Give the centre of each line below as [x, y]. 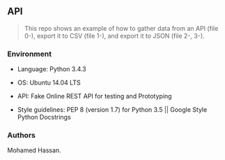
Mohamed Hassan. [34, 150]
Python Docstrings [44, 117]
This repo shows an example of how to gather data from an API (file [121, 28]
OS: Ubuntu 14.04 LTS [49, 82]
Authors [22, 136]
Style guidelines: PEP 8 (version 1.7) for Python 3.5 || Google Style [112, 110]
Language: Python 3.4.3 [52, 69]
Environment [30, 54]
